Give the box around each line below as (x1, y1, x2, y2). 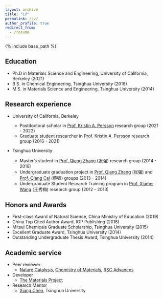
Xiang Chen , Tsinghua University (19, 288, 86, 294)
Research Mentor (12, 282, 47, 288)
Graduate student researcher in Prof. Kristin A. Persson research (19, 133, 150, 139)
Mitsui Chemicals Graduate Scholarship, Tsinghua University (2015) (12, 224, 148, 230)
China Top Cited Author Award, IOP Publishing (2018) (12, 219, 120, 225)
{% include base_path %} (5, 43, 57, 49)
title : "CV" (5, 12, 29, 17)
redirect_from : (5, 25, 36, 30)
